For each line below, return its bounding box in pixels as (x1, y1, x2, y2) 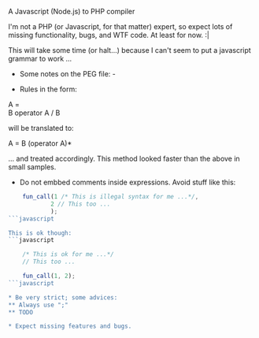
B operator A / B (8, 108, 61, 117)
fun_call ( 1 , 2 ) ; (22, 272, 76, 280)
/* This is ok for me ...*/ (22, 251, 114, 258)
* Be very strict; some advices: (8, 293, 118, 302)
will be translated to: (8, 124, 74, 132)
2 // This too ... (50, 200, 111, 208)
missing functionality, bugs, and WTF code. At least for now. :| (8, 31, 210, 39)
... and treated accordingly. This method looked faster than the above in (8, 154, 240, 163)
